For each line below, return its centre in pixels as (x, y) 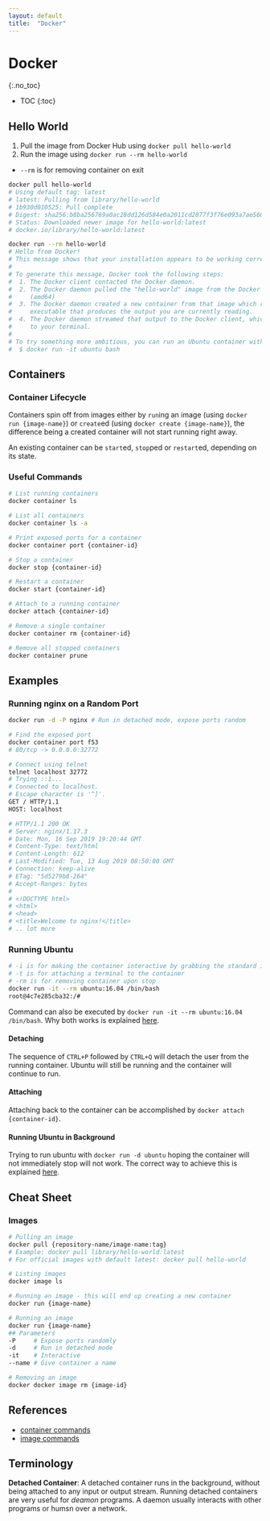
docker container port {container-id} (73, 545)
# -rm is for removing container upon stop (82, 981)
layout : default (35, 16)
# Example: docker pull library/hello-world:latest (96, 1252)
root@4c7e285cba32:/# (45, 996)
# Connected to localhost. (53, 787)
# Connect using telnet (48, 764)
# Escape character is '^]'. (57, 795)
